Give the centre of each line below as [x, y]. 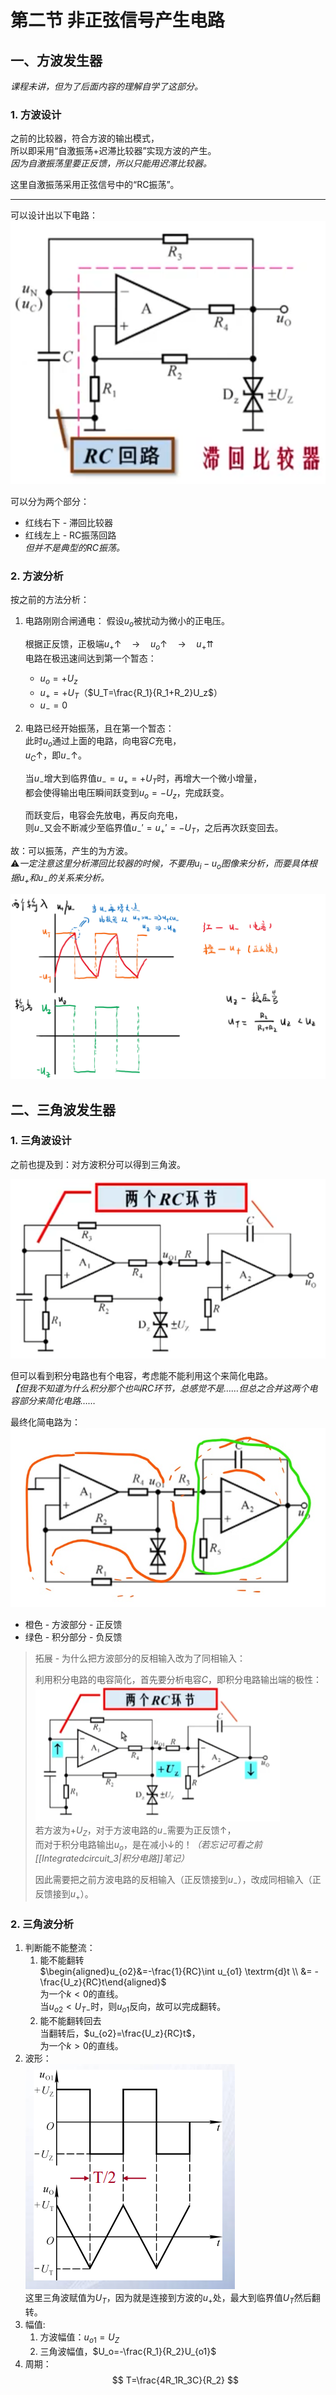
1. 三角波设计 [41, 1141]
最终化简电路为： [45, 1422]
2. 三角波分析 [42, 1924]
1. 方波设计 [36, 114]
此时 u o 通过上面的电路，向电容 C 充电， [103, 742]
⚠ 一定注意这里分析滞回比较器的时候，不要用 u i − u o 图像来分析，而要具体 [160, 864]
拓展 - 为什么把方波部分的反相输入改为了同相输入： [140, 1658]
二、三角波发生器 [63, 1109]
